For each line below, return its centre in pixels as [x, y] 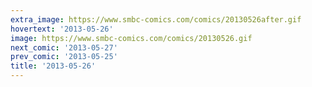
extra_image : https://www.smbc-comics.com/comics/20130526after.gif [156, 19]
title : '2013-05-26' [53, 66]
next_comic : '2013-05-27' [64, 47]
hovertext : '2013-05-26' [62, 29]
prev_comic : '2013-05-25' [64, 57]
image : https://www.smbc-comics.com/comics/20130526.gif [131, 38]
